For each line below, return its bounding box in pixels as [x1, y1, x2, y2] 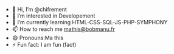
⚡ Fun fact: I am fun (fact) [12, 41, 77, 48]
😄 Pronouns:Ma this [12, 34, 64, 41]
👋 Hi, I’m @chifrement [12, 6, 67, 13]
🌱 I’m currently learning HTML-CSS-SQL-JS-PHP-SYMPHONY [12, 19, 168, 25]
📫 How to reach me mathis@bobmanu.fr [12, 25, 116, 33]
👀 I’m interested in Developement [12, 12, 96, 19]
